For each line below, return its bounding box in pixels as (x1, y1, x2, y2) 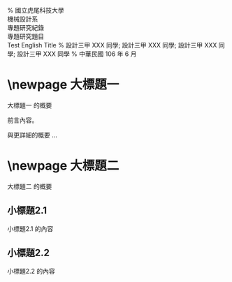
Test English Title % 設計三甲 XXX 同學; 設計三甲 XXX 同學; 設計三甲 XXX (7, 41, 217, 49)
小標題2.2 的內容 (7, 267, 56, 275)
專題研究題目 (7, 32, 44, 40)
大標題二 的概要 (7, 182, 52, 191)
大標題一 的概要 (7, 101, 52, 110)
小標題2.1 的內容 (7, 224, 54, 232)
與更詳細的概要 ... (7, 131, 58, 139)
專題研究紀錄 (7, 24, 44, 31)
